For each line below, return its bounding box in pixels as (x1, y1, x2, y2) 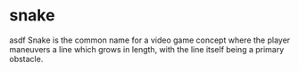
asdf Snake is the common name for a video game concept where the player (9, 35, 291, 45)
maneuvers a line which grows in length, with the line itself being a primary (9, 43, 285, 54)
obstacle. (9, 53, 44, 64)
